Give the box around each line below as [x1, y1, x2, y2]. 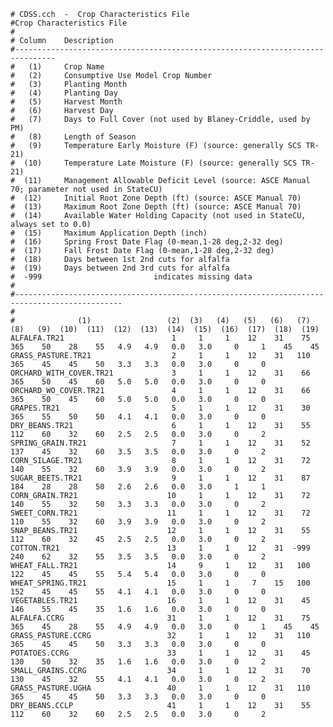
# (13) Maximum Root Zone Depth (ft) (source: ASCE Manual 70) [10, 202, 302, 212]
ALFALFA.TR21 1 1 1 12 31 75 [10, 333, 311, 343]
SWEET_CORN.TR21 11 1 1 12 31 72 [10, 508, 311, 518]
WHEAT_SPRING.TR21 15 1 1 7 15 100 [10, 578, 311, 588]
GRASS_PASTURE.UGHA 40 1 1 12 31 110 [10, 683, 311, 693]
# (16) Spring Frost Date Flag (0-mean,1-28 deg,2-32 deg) [10, 237, 284, 247]
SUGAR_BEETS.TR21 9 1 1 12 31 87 [10, 473, 311, 483]
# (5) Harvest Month [10, 97, 123, 107]
